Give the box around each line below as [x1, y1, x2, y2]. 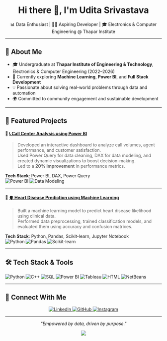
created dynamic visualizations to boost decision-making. [17, 158, 136, 164]
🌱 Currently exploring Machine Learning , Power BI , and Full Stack [12, 73, 149, 79]
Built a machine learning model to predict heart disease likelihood [17, 207, 152, 214]
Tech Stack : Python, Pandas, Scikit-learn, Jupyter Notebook [5, 233, 129, 239]
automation [12, 90, 36, 96]
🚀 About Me [5, 47, 42, 56]
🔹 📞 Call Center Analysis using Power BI [5, 130, 87, 136]
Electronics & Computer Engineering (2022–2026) [12, 68, 115, 74]
